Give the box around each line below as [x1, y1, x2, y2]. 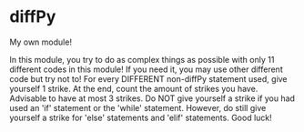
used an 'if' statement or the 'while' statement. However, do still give [9, 102, 267, 113]
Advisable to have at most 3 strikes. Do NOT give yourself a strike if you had [9, 93, 296, 104]
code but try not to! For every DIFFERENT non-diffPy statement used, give [9, 73, 289, 84]
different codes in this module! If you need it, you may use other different [9, 64, 284, 75]
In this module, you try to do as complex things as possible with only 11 [9, 54, 275, 65]
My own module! [9, 36, 73, 47]
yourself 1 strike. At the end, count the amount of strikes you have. [9, 83, 258, 94]
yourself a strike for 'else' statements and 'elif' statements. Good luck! [9, 112, 273, 123]
